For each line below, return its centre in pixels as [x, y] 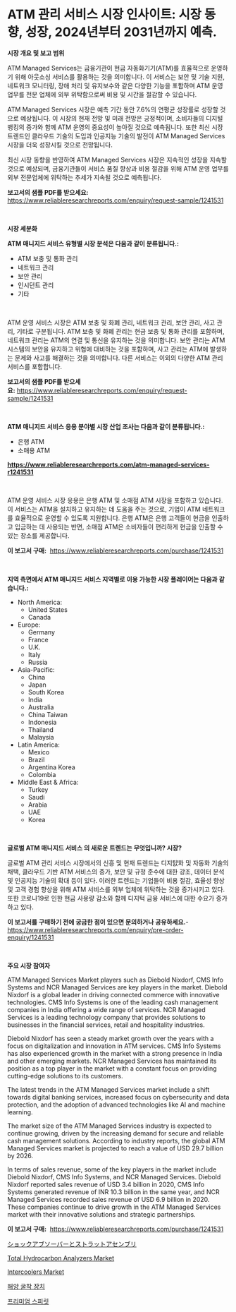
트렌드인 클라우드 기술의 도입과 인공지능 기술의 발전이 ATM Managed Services [116, 136]
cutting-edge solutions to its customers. [65, 1076]
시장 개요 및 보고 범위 [36, 53]
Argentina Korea [51, 767]
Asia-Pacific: [36, 669]
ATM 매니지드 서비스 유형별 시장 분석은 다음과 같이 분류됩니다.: [93, 243]
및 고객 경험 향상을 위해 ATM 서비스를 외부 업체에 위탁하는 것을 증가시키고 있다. [116, 889]
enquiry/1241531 [31, 937]
